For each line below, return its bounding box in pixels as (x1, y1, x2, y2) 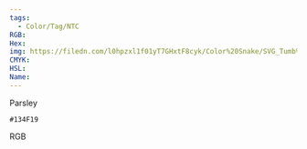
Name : (9, 73, 30, 82)
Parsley (9, 97, 38, 108)
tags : (9, 13, 30, 23)
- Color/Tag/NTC (17, 22, 79, 31)
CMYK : (9, 55, 30, 65)
